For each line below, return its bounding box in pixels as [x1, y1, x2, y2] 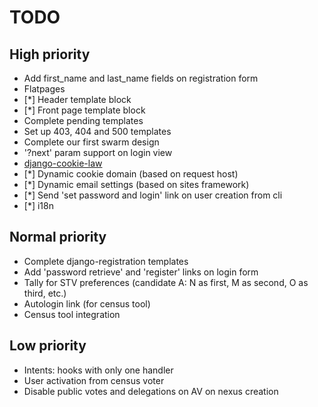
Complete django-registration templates [23, 255, 189, 267]
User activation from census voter [23, 374, 165, 386]
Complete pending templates [23, 115, 144, 126]
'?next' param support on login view [23, 147, 173, 158]
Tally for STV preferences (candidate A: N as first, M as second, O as [23, 276, 309, 288]
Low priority [9, 337, 87, 355]
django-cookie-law [23, 157, 103, 169]
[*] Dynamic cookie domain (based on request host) [23, 168, 239, 180]
